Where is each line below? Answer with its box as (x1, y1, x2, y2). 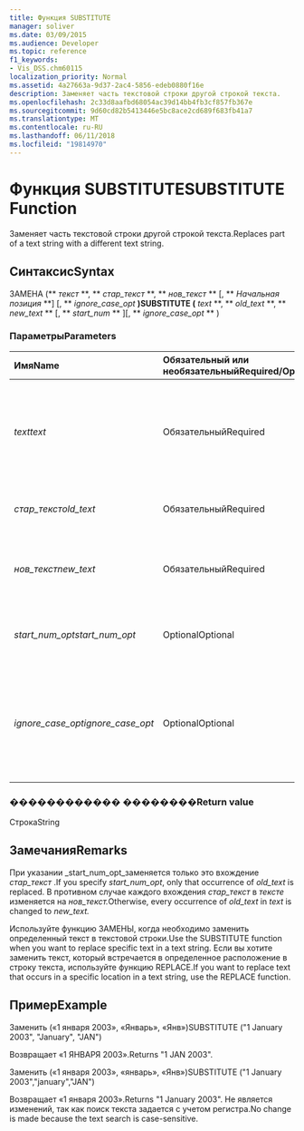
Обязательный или (162, 353, 250, 366)
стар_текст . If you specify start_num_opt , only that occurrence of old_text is (9, 876, 294, 887)
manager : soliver (9, 22, 75, 31)
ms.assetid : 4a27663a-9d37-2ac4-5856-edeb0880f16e (9, 81, 204, 90)
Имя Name (14, 359, 61, 372)
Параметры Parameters (9, 330, 117, 343)
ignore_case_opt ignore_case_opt (14, 717, 155, 729)
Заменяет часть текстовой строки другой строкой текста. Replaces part (9, 228, 285, 239)
